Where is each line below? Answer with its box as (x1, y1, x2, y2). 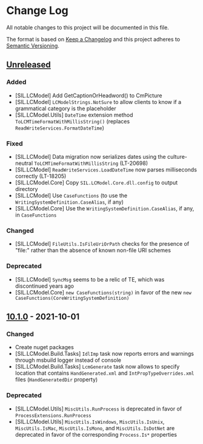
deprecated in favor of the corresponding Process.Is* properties (15, 431, 178, 438)
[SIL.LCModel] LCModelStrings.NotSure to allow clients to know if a (15, 98, 182, 105)
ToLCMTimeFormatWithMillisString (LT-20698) (34, 159, 148, 167)
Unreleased (6, 60, 52, 70)
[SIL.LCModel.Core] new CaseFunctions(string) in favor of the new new (15, 288, 192, 296)
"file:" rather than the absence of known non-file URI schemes (15, 247, 171, 254)
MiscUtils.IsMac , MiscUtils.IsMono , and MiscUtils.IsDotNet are (15, 424, 175, 432)
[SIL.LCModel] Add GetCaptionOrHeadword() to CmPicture (15, 92, 162, 99)
